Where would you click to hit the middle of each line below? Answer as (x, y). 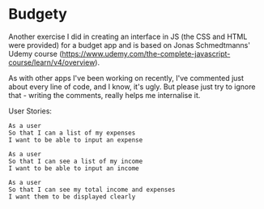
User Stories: (30, 111)
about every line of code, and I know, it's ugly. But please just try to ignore (132, 87)
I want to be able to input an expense (76, 140)
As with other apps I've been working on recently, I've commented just (126, 78)
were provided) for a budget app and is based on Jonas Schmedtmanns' (130, 45)
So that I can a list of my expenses (72, 133)
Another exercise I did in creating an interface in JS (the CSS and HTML (128, 36)
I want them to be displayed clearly (72, 196)
